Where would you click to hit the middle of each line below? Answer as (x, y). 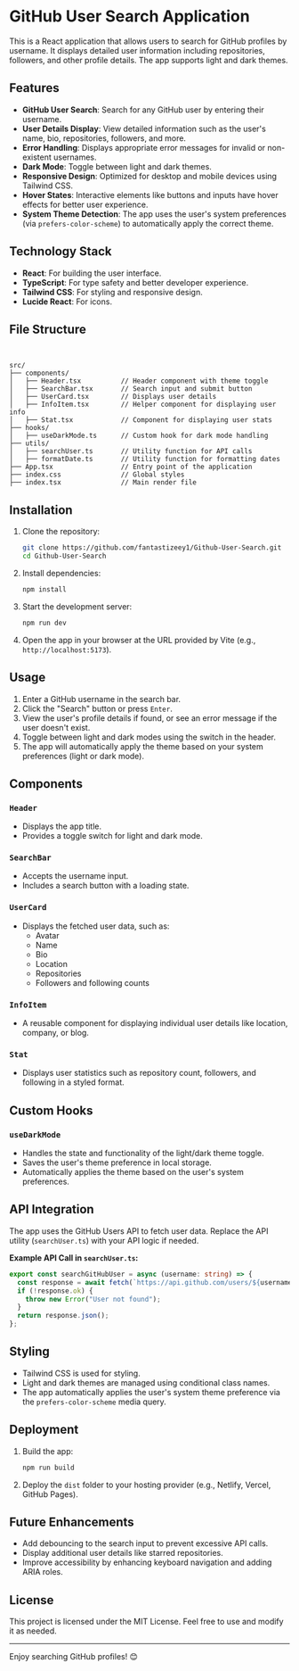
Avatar (47, 935)
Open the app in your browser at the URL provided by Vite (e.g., (139, 640)
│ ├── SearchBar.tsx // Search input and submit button (131, 389)
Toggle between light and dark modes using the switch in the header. (149, 737)
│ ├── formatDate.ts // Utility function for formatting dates (145, 459)
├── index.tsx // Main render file (103, 483)
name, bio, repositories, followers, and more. (104, 138)
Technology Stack (61, 252)
